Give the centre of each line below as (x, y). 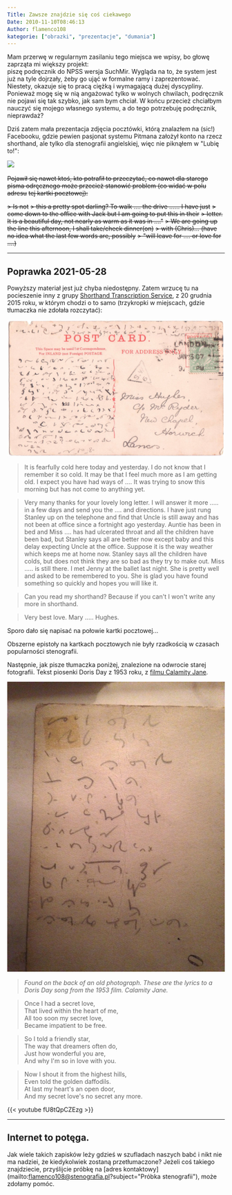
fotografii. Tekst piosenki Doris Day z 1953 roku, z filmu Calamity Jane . (108, 672)
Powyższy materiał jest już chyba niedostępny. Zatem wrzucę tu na (103, 288)
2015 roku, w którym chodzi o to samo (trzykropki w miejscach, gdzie (106, 303)
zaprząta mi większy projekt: (48, 64)
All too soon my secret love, (64, 1018)
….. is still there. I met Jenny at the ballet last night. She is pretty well (122, 569)
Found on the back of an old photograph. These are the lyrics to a (118, 983)
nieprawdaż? (26, 116)
